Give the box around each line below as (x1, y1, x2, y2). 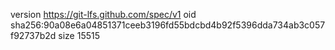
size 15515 (58, 30, 100, 41)
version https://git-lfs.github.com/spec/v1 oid (10, 9, 197, 20)
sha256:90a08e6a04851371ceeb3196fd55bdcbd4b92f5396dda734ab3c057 (10, 19, 326, 31)
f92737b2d (10, 30, 57, 41)
